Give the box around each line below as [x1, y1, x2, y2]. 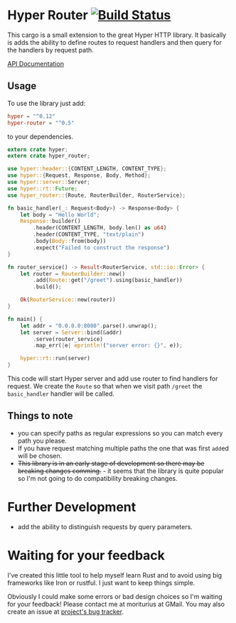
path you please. [17, 436, 68, 445]
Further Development [7, 499, 136, 515]
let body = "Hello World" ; [20, 211, 100, 218]
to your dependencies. [7, 132, 73, 141]
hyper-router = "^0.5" [7, 119, 75, 126]
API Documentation [7, 59, 64, 67]
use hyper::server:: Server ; [7, 178, 91, 185]
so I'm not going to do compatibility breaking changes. [17, 474, 178, 482]
